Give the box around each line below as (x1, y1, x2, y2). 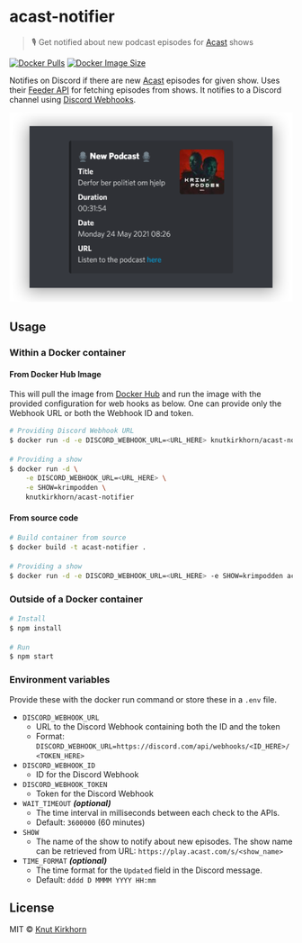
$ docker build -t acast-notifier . (9, 543, 147, 552)
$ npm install (9, 623, 63, 632)
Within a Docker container (9, 346, 126, 358)
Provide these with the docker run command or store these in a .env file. (9, 694, 277, 704)
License (9, 901, 55, 916)
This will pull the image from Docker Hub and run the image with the (9, 389, 262, 400)
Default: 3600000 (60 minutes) (35, 817, 146, 828)
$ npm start (9, 652, 54, 661)
